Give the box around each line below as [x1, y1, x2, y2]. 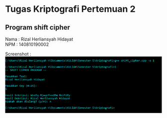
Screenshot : [5, 51, 31, 57]
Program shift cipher [5, 23, 71, 32]
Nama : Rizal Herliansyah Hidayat [5, 36, 74, 42]
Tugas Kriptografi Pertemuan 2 [5, 3, 136, 15]
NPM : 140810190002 [5, 41, 49, 47]
